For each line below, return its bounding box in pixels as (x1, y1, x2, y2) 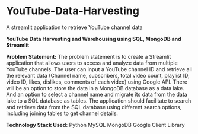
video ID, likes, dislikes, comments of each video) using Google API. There (6, 78, 188, 85)
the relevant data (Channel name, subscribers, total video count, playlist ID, (6, 72, 190, 79)
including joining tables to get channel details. (6, 110, 119, 117)
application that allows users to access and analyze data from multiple (6, 59, 178, 66)
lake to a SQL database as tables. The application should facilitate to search (6, 97, 191, 104)
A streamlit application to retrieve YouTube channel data (6, 24, 143, 31)
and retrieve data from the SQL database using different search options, (6, 103, 182, 110)
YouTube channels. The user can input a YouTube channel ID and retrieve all (6, 65, 193, 72)
